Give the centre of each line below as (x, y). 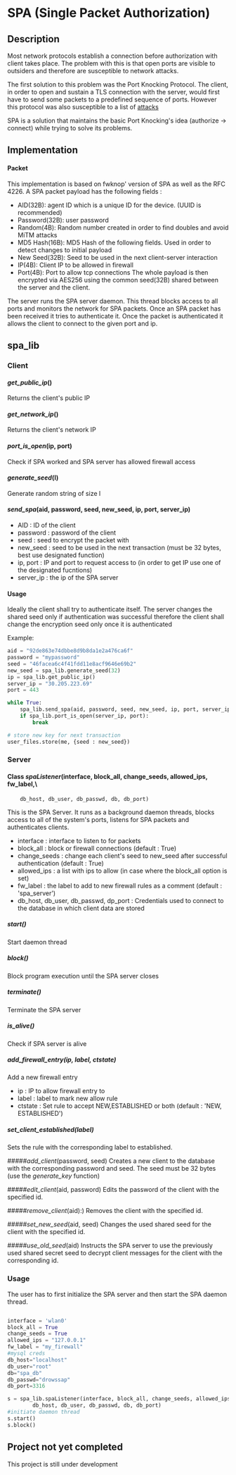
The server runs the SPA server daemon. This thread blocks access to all (113, 301)
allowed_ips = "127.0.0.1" (47, 1340)
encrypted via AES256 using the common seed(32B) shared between (118, 280)
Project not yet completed (65, 1447)
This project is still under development (63, 1464)
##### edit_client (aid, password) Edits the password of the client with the (113, 1190)
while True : (25, 703)
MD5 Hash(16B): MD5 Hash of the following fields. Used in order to (114, 242)
